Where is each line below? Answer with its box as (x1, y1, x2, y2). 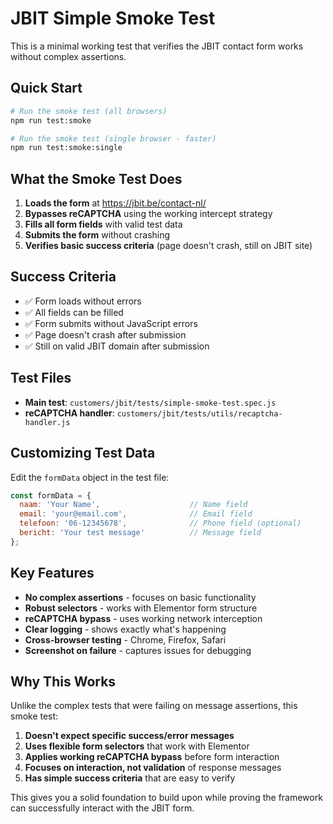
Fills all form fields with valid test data (24, 218, 183, 231)
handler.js (24, 417, 71, 427)
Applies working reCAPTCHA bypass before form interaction (24, 751, 280, 763)
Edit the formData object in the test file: (10, 471, 170, 483)
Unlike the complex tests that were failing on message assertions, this (10, 700, 298, 712)
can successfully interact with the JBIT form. (10, 802, 195, 814)
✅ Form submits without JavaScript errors (24, 317, 198, 329)
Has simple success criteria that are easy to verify (24, 772, 236, 784)
